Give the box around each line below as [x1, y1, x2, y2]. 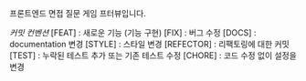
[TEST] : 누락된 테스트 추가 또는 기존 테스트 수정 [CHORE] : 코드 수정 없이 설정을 [9, 50, 297, 61]
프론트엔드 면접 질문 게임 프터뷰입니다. [9, 8, 146, 18]
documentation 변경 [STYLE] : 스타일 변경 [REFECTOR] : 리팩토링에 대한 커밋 [9, 39, 290, 49]
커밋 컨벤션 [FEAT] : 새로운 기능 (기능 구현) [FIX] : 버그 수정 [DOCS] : [9, 27, 257, 38]
